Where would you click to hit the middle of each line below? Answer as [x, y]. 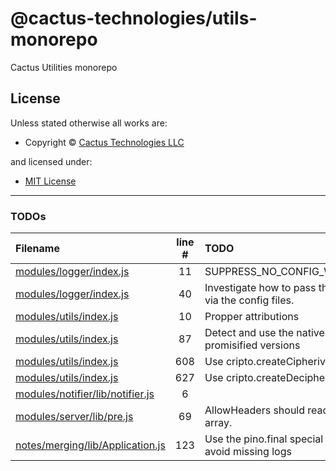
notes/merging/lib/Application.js [90, 445]
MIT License [50, 181]
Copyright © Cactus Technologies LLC [104, 142]
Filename [37, 249]
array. [218, 423]
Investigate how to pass [260, 288]
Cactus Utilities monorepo [64, 67]
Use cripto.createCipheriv [265, 362]
